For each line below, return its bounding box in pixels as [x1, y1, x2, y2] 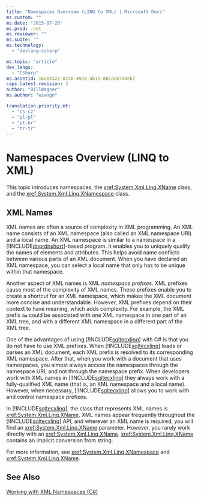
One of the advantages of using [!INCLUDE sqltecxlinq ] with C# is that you [6, 336, 189, 343]
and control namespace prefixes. [6, 394, 88, 400]
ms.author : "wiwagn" [6, 92, 58, 98]
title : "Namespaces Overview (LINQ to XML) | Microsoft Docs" [6, 8, 165, 15]
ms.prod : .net [6, 25, 42, 32]
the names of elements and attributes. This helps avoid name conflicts [6, 249, 180, 256]
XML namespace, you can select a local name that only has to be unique [6, 262, 186, 269]
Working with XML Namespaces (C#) [6, 488, 98, 495]
